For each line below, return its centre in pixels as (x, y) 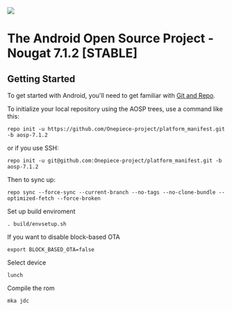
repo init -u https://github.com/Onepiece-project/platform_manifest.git (116, 129)
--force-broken (78, 199)
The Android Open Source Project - (110, 39)
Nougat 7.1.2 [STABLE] (72, 53)
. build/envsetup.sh (37, 224)
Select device (27, 262)
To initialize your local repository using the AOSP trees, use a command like (115, 109)
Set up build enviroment (41, 211)
